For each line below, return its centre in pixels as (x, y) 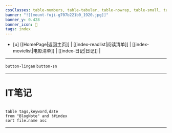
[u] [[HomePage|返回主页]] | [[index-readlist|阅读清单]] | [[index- (81, 45)
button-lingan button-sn (31, 66)
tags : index (18, 29)
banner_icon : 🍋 (21, 24)
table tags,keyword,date (32, 112)
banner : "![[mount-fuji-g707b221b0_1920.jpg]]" (57, 15)
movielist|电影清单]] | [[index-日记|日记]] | (57, 51)
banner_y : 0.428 (23, 20)
